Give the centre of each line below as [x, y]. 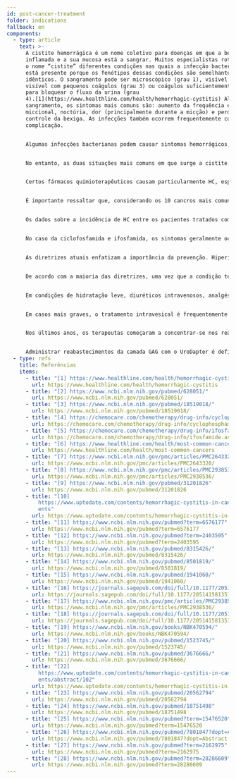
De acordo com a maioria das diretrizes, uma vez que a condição [123, 276]
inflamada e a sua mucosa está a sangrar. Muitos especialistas [122, 60]
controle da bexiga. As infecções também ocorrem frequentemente [123, 118]
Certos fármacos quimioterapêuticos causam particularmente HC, [122, 182]
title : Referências [48, 365]
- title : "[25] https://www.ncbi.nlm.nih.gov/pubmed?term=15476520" [128, 719]
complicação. [44, 125]
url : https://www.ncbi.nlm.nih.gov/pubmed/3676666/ [110, 660]
